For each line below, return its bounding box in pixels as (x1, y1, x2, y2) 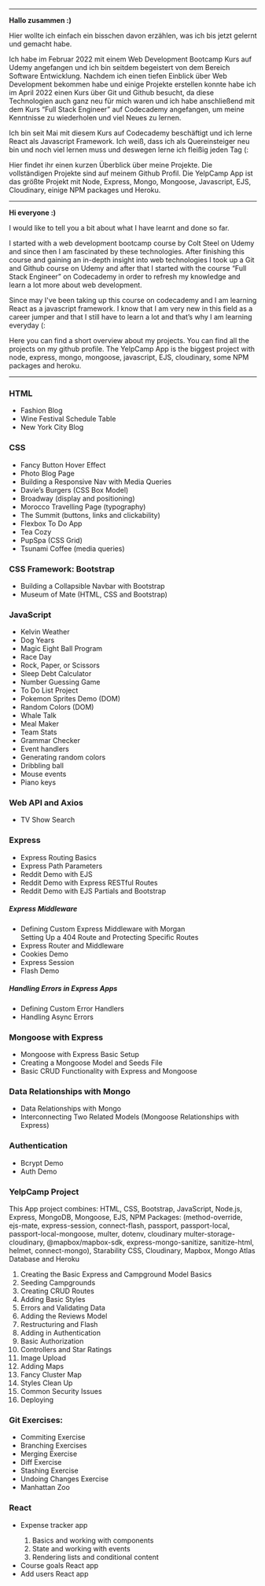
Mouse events (20, 769, 67, 779)
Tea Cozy (20, 527, 52, 536)
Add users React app (20, 1569, 89, 1578)
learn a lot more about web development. (9, 280, 142, 290)
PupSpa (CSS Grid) (20, 535, 83, 545)
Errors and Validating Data (20, 1303, 105, 1312)
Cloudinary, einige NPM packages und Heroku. (9, 186, 161, 194)
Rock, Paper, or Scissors (20, 660, 101, 670)
